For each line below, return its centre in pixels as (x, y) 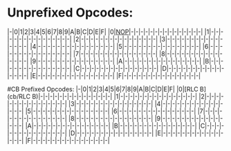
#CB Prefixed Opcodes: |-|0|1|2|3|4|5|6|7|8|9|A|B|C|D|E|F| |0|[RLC (103, 89)
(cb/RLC (19, 96)
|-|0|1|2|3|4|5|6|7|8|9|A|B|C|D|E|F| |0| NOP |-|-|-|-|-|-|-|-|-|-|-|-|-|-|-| (105, 32)
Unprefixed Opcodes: (70, 13)
